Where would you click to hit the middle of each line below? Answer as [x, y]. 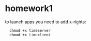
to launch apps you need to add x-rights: [45, 22]
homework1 [29, 8]
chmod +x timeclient [30, 35]
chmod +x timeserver [30, 30]
